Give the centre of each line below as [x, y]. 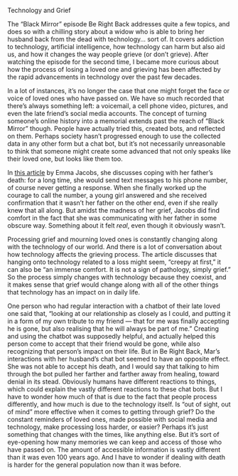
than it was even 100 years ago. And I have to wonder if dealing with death [117, 457]
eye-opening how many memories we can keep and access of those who [115, 442]
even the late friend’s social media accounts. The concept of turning [107, 113]
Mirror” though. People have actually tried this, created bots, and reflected [116, 128]
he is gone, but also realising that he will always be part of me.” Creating [113, 329]
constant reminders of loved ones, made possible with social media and [113, 419]
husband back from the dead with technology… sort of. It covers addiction [116, 39]
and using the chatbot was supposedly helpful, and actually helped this [112, 336]
